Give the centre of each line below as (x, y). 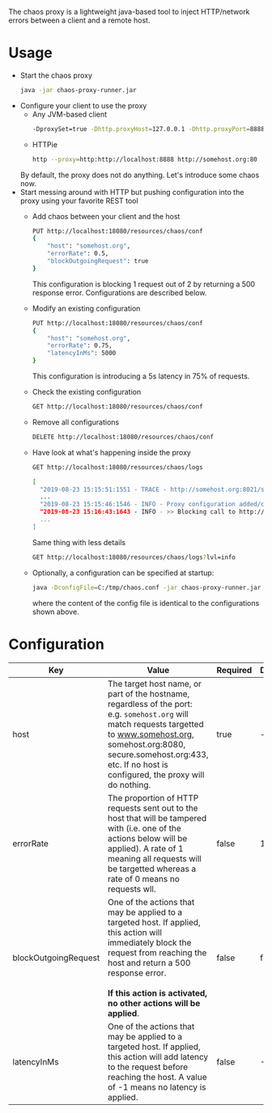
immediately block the (150, 942)
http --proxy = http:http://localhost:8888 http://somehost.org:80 (144, 159)
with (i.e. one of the (144, 828)
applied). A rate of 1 (146, 849)
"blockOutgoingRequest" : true (98, 261)
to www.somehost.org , (151, 734)
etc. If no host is (138, 764)
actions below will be (148, 838)
